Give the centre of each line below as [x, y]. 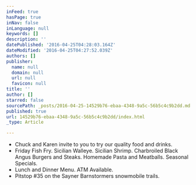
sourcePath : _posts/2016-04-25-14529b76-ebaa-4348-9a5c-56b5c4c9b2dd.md [98, 106]
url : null [24, 78]
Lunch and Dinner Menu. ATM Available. [64, 170]
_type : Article [25, 123]
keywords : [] [22, 34]
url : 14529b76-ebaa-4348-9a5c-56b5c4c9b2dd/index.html [76, 117]
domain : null [28, 73]
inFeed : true [22, 12]
